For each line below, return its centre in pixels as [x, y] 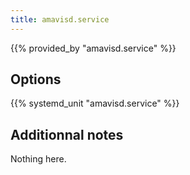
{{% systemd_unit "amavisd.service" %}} [95, 103]
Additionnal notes [67, 134]
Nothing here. [38, 159]
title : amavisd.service [60, 19]
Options [36, 79]
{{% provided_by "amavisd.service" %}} [93, 48]
